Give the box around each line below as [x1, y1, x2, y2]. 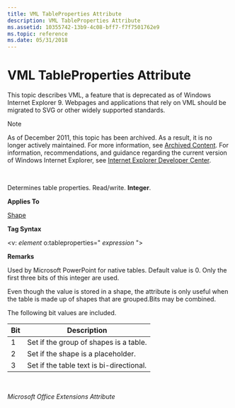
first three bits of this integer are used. [7, 274, 120, 282]
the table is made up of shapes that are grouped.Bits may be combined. [7, 295, 217, 304]
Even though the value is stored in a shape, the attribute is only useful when [7, 287, 229, 296]
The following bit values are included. [7, 309, 117, 317]
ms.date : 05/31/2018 [7, 37, 69, 44]
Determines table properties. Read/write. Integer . [7, 184, 151, 192]
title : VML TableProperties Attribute [7, 10, 122, 18]
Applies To [7, 197, 40, 206]
